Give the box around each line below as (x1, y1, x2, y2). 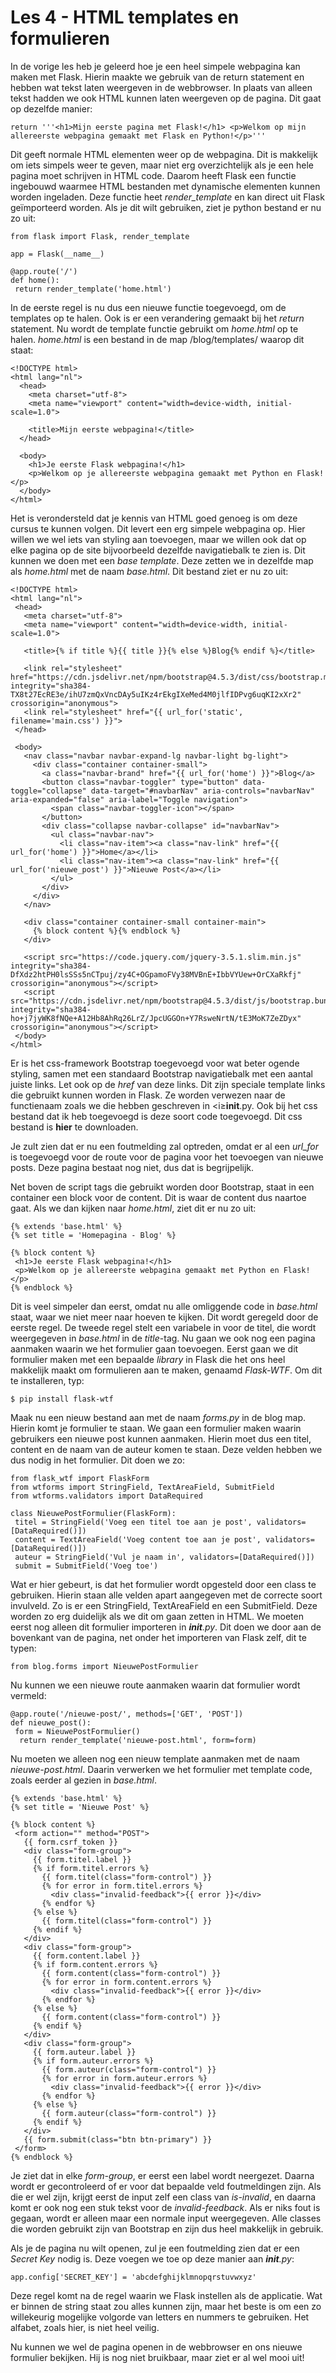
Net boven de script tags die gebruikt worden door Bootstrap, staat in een (10, 1181, 315, 1193)
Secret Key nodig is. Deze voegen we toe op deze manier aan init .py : (10, 2252, 295, 2265)
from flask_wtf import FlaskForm (10, 1473, 150, 1483)
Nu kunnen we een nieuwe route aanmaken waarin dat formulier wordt (10, 1679, 301, 1691)
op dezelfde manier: (10, 102, 93, 115)
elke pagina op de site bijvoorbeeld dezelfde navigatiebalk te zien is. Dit (10, 544, 306, 556)
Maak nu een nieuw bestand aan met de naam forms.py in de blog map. (10, 1411, 307, 1423)
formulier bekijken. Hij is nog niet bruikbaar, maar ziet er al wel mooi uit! (10, 2351, 305, 2363)
